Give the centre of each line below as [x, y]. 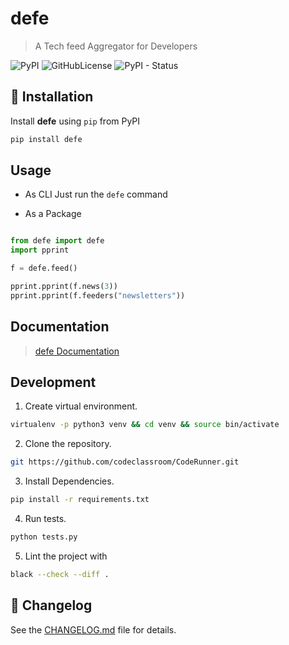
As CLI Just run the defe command [96, 194]
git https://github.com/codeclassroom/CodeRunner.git [125, 462]
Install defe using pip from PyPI [75, 121]
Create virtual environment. [81, 406]
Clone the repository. [68, 444]
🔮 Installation [52, 97]
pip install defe [46, 139]
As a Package [53, 214]
